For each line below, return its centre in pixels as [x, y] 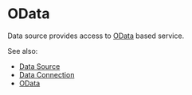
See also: [23, 51]
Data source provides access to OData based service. [96, 36]
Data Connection [47, 74]
